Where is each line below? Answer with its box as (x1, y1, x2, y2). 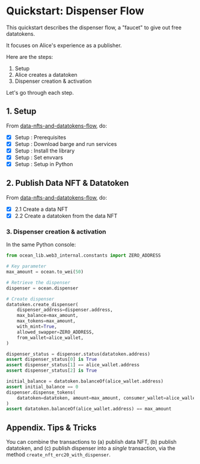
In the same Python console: (6, 241, 76, 248)
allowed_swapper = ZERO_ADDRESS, (17, 329, 95, 335)
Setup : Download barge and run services (14, 140, 117, 147)
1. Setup (6, 106, 37, 117)
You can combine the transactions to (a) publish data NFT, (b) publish (6, 438, 177, 446)
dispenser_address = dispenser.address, (17, 307, 113, 313)
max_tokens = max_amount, (17, 318, 76, 324)
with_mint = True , (17, 323, 58, 330)
